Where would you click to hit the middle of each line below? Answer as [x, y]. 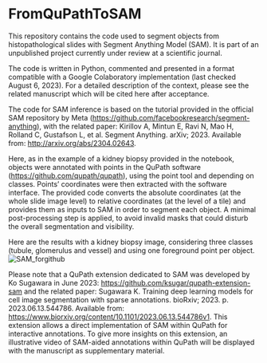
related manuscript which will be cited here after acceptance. [109, 93]
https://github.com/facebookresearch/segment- [171, 117]
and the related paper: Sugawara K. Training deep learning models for [138, 291]
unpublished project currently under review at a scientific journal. [116, 53]
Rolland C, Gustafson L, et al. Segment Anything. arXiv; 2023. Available [125, 134]
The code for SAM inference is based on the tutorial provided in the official [131, 109]
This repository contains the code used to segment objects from [114, 36]
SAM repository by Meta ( [51, 117]
